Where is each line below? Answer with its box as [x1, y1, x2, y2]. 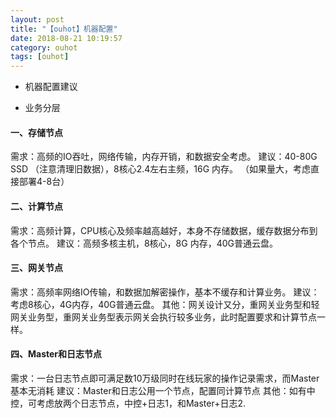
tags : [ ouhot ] [10, 52, 70, 62]
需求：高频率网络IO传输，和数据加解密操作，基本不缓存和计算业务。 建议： [10, 286, 320, 298]
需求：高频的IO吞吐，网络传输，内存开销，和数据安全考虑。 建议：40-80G [10, 151, 318, 163]
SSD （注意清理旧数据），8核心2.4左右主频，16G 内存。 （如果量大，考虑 [10, 163, 311, 175]
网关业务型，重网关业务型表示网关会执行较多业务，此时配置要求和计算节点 [10, 311, 317, 323]
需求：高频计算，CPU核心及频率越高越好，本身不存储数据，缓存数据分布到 [10, 224, 318, 236]
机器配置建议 [24, 81, 78, 93]
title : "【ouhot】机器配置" [10, 24, 118, 34]
